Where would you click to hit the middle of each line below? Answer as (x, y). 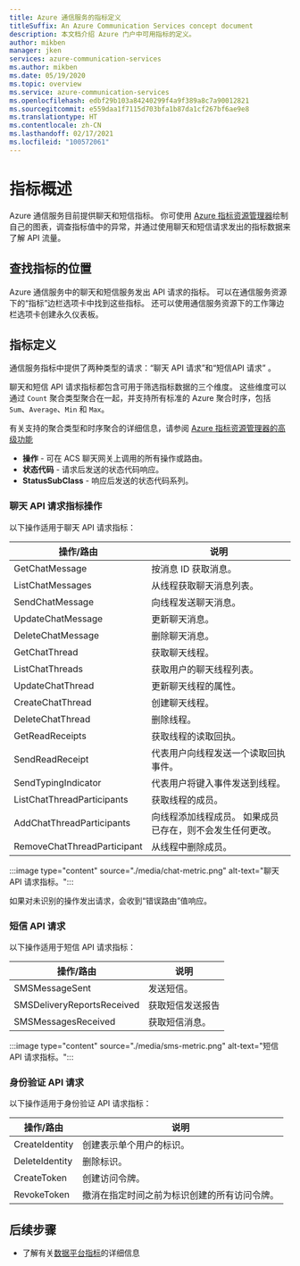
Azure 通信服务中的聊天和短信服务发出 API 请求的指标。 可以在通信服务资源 (148, 292)
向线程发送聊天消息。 (196, 602)
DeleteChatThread (52, 719)
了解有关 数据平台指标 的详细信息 (81, 1253)
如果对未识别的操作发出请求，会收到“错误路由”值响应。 (111, 900)
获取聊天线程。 (183, 653)
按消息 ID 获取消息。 (194, 569)
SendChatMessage (54, 602)
